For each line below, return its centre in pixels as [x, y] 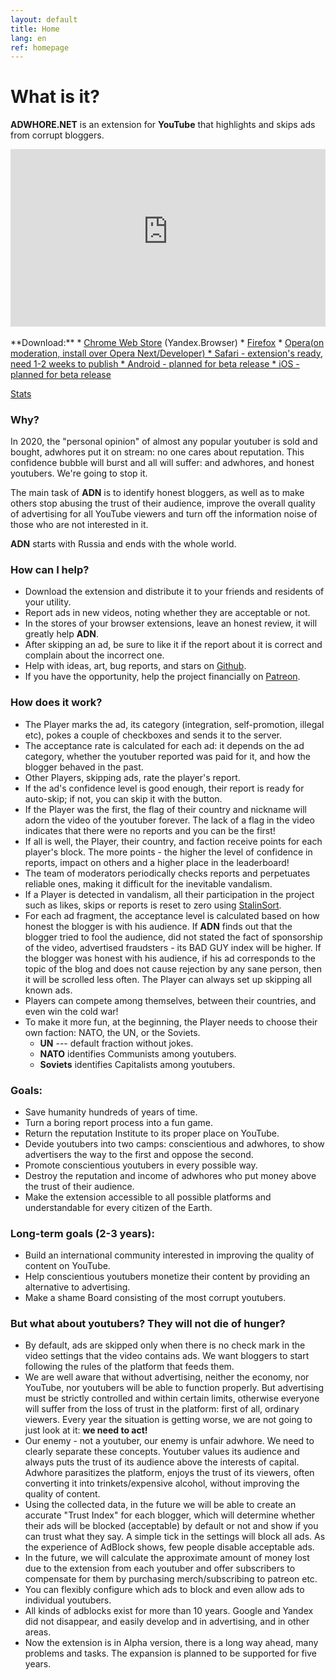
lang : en [28, 38]
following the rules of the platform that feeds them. [129, 1367]
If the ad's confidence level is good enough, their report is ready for [164, 788]
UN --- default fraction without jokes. [116, 1043]
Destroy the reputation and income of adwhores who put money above [170, 1175]
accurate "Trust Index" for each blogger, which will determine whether [170, 1515]
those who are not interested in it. [79, 524]
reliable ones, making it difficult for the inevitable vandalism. [148, 883]
